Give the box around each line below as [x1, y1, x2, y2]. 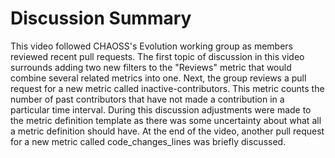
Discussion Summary [10, 7, 192, 30]
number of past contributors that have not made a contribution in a [10, 93, 285, 105]
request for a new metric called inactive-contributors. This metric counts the [10, 82, 325, 94]
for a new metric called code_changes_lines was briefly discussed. [10, 135, 287, 147]
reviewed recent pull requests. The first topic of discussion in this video [10, 50, 305, 62]
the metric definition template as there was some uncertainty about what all [10, 114, 322, 126]
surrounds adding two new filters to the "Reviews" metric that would [10, 61, 292, 73]
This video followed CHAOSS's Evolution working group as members [10, 40, 294, 52]
